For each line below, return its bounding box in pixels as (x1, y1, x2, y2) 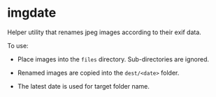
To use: (7, 41, 29, 50)
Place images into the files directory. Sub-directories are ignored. (17, 54, 210, 64)
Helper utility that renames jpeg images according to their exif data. (7, 28, 201, 36)
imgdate (7, 5, 57, 21)
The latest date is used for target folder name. (17, 82, 150, 90)
